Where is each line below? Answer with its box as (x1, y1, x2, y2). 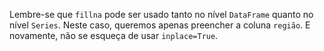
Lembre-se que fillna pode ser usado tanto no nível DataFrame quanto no (9, 9, 314, 20)
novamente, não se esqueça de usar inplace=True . (9, 30, 219, 41)
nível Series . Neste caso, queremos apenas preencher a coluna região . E (9, 19, 311, 31)
